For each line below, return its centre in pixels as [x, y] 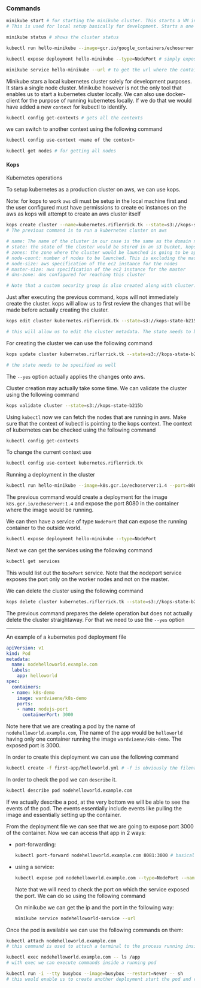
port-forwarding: [35, 844]
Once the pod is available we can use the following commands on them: [95, 930]
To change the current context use [49, 452]
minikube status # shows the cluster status [63, 37]
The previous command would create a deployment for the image [87, 497]
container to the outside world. [44, 528]
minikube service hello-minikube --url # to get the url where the [92, 70]
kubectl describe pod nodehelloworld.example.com [69, 791]
